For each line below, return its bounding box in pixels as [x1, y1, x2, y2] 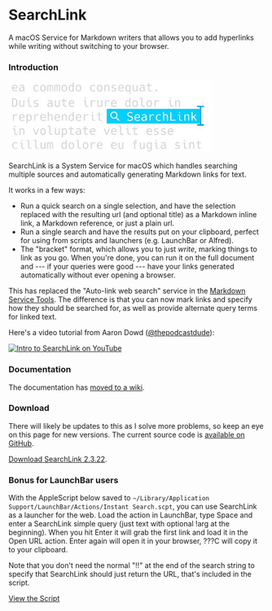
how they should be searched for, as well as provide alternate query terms [8, 303, 258, 313]
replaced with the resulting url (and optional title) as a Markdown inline [20, 210, 257, 220]
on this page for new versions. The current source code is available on [8, 430, 246, 439]
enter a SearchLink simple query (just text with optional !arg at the [8, 519, 230, 529]
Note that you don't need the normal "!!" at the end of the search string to [8, 561, 255, 570]
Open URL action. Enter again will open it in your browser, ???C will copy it [8, 536, 258, 546]
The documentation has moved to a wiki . [8, 382, 145, 392]
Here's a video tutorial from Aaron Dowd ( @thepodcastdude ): [8, 328, 215, 338]
